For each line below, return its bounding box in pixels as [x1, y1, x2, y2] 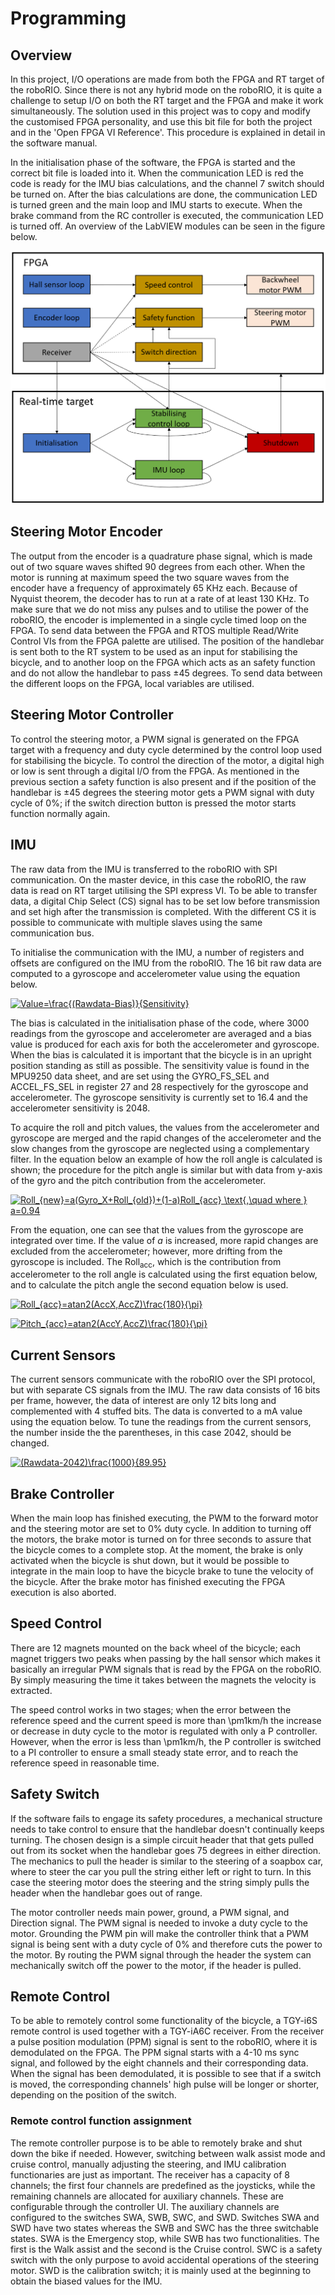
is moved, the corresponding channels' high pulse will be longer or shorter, [10, 2078, 320, 2091]
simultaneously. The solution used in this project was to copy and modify [10, 105, 311, 117]
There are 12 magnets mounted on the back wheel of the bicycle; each [10, 1642, 302, 1654]
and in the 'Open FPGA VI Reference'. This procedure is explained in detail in [10, 127, 326, 138]
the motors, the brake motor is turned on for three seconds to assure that [10, 1533, 312, 1545]
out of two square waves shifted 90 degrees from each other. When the [10, 560, 306, 572]
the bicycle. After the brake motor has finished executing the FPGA [10, 1575, 286, 1587]
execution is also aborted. [10, 1586, 117, 1598]
